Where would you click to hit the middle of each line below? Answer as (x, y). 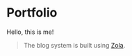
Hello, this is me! (30, 32)
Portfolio (32, 13)
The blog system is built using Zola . (74, 45)
